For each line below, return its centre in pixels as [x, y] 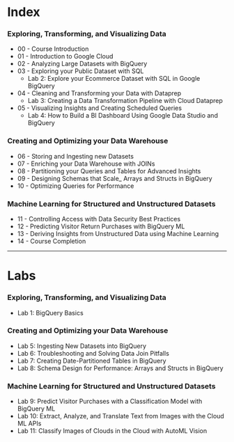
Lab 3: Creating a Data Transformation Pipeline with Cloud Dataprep [125, 101]
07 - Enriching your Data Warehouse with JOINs [86, 164]
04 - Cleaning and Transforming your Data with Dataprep [99, 93]
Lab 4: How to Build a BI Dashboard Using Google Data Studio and [123, 116]
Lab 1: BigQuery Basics [50, 313]
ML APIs [29, 424]
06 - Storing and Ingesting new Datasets [76, 156]
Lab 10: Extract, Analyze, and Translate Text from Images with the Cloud [120, 416]
